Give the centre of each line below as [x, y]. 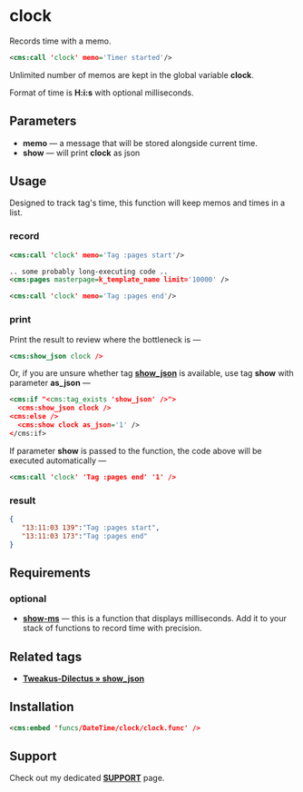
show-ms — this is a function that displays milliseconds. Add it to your [155, 619]
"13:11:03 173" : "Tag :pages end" [84, 536]
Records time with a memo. [60, 41]
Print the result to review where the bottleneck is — [105, 339]
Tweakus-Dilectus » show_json [83, 678]
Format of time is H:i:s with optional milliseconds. [102, 93]
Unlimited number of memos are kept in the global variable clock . [132, 74]
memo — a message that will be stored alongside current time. [140, 143]
